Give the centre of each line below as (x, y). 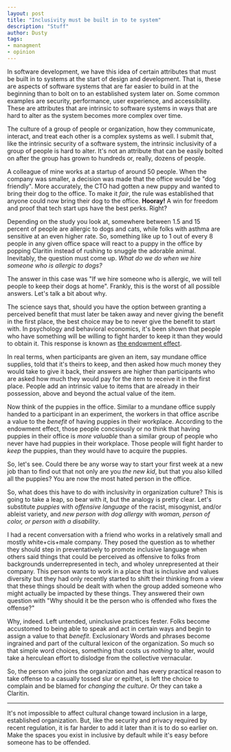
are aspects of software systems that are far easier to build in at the (103, 86)
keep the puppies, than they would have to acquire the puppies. (97, 450)
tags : (15, 39)
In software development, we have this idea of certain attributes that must (112, 71)
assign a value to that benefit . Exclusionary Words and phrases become (109, 636)
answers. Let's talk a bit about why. (57, 293)
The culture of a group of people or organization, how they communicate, (111, 129)
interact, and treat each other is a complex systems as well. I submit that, (111, 136)
